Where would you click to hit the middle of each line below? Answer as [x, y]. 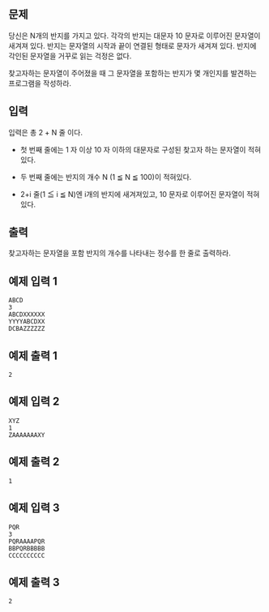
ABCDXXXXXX [27, 315]
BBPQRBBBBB [27, 548]
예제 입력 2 [34, 402]
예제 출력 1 [33, 355]
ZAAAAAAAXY [27, 435]
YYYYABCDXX [27, 322]
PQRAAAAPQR [27, 541]
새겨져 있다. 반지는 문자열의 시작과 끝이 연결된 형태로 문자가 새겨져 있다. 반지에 [132, 45]
